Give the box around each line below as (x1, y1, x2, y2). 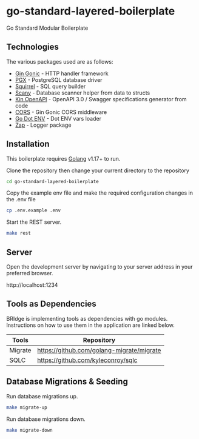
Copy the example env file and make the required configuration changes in (6, 189, 193, 196)
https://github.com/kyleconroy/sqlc (37, 356, 138, 364)
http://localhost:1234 (6, 281, 58, 289)
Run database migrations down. (6, 415, 86, 423)
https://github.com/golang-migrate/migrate (37, 346, 161, 354)
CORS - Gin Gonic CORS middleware (15, 108, 107, 116)
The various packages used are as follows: (6, 58, 113, 65)
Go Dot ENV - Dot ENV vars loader (15, 115, 102, 122)
